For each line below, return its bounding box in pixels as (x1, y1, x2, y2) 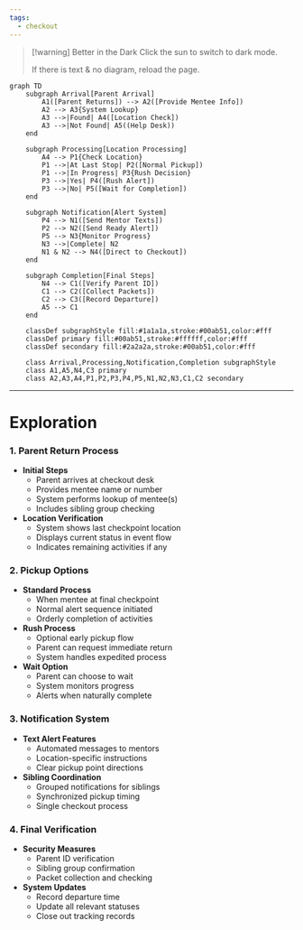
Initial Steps (22, 464, 69, 475)
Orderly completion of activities (35, 613, 153, 624)
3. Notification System (9, 712, 110, 725)
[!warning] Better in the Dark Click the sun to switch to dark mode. (31, 46, 278, 57)
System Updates (22, 881, 87, 892)
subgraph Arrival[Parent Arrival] (25, 89, 155, 98)
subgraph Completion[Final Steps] (25, 271, 155, 280)
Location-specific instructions (35, 752, 148, 763)
